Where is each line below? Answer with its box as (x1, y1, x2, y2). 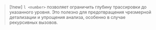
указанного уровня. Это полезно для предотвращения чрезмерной (9, 9, 152, 15)
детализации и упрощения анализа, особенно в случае (9, 15, 126, 20)
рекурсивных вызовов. (9, 19, 58, 25)
